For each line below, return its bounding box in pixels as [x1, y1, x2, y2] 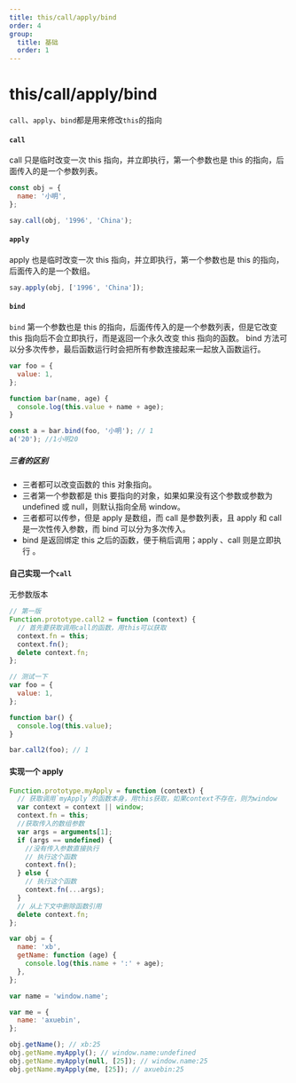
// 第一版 [9, 607, 42, 616]
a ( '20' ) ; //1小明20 [9, 435, 79, 444]
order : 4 [9, 21, 42, 30]
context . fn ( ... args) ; [25, 885, 105, 895]
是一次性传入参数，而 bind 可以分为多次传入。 [21, 524, 191, 534]
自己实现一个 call [9, 567, 73, 578]
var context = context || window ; [17, 802, 144, 812]
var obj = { [9, 934, 53, 944]
